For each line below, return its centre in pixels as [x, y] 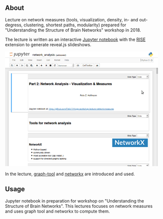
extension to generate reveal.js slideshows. [48, 44]
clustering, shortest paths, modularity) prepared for [75, 25]
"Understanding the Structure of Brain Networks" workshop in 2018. [73, 30]
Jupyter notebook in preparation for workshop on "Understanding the [74, 201]
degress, [14, 25]
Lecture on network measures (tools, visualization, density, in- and [72, 19]
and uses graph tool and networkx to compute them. [57, 211]
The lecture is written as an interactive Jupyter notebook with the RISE [75, 39]
